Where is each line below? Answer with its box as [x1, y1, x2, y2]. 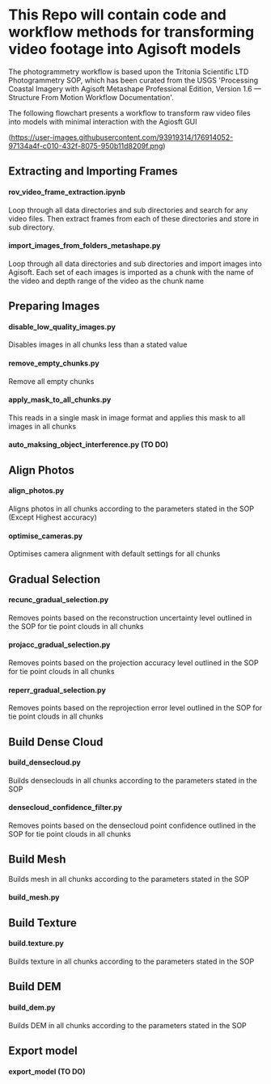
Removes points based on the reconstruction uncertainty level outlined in [8, 613, 252, 622]
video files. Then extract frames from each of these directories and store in [8, 213, 259, 223]
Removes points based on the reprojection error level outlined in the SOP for [8, 703, 263, 713]
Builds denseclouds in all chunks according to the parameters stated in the [8, 775, 257, 785]
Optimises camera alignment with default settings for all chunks [8, 549, 221, 559]
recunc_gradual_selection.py [8, 595, 109, 605]
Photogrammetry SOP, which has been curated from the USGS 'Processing [8, 75, 259, 85]
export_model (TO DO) [8, 1066, 86, 1076]
